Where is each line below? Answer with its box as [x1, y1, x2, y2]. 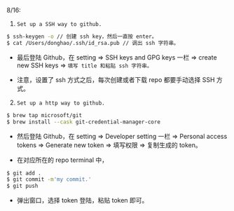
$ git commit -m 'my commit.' [6, 176, 92, 183]
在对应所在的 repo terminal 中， [16, 156, 109, 164]
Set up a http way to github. [16, 100, 106, 107]
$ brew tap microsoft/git [6, 111, 82, 118]
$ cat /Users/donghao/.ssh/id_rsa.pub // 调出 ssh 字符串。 [6, 39, 179, 46]
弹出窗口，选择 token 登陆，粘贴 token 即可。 [16, 196, 149, 205]
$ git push [6, 182, 39, 190]
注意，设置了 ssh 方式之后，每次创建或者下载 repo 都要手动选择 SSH [16, 75, 215, 83]
